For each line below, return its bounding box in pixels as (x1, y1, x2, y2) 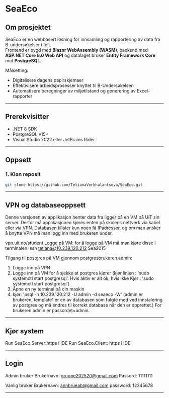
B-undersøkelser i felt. (5, 42, 52, 48)
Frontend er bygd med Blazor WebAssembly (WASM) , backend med (5, 47, 148, 53)
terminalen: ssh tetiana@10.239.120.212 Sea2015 (5, 245, 106, 251)
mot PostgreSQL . (5, 58, 42, 63)
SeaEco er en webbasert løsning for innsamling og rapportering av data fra (5, 36, 160, 42)
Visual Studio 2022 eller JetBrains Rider (12, 136, 95, 142)
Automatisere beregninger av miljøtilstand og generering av (12, 88, 136, 93)
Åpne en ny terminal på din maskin (12, 286, 84, 292)
